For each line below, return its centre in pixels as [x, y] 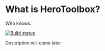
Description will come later [33, 43]
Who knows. [18, 23]
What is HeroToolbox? [53, 9]
